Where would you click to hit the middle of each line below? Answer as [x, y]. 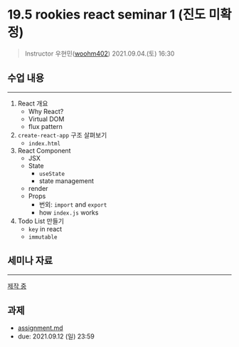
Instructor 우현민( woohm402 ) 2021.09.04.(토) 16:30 [100, 53]
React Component [44, 150]
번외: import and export [73, 204]
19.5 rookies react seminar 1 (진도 [107, 15]
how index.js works [69, 212]
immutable [43, 237]
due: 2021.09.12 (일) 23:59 [56, 336]
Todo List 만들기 [41, 221]
